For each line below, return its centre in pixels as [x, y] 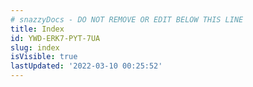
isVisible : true [44, 57]
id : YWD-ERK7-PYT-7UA [55, 38]
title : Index [37, 29]
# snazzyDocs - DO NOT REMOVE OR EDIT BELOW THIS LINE [127, 19]
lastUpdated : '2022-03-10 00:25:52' [86, 66]
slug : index [35, 47]
